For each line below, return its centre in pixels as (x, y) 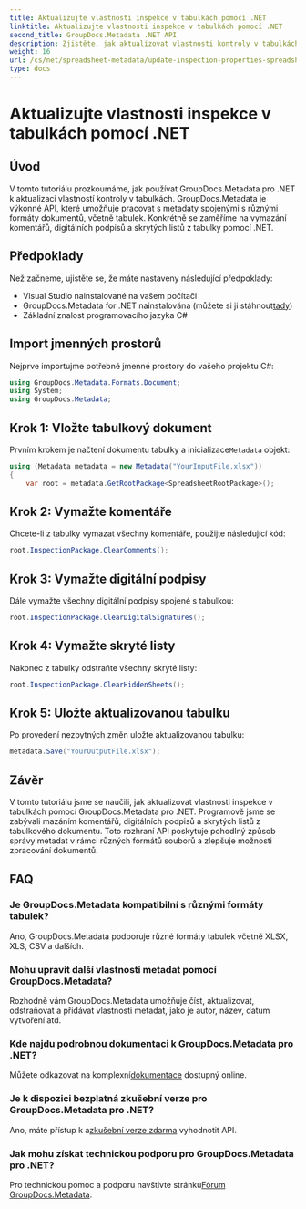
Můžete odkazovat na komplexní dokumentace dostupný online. (128, 1075)
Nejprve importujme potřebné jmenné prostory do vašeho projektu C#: (142, 366)
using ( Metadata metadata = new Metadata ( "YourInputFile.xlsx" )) (136, 466)
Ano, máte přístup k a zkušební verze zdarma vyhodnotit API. (123, 1130)
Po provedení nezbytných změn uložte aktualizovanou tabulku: (127, 735)
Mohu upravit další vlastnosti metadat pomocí (113, 969)
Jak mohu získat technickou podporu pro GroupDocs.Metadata (152, 1153)
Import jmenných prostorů (86, 344)
